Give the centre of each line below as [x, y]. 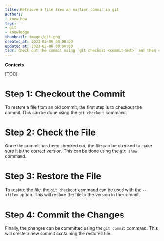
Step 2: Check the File [51, 132]
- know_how [16, 19]
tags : [10, 23]
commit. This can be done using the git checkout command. [66, 113]
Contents [15, 65]
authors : [14, 14]
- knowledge [17, 32]
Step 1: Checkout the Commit [65, 94]
